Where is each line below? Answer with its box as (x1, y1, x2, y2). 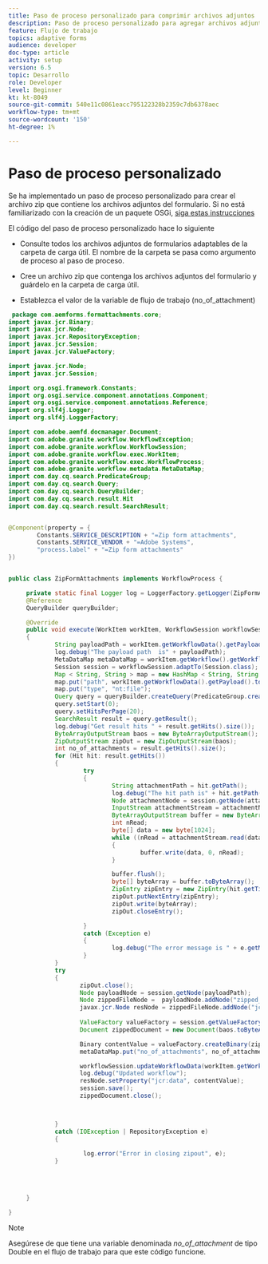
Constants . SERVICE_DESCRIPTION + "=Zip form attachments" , (37, 531, 238, 539)
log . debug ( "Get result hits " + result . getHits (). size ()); (54, 722, 255, 731)
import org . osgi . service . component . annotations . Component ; (8, 391, 209, 399)
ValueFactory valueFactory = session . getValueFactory (79, 1019, 262, 1027)
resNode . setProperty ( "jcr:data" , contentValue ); (79, 1077, 245, 1085)
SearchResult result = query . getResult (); (54, 715, 198, 723)
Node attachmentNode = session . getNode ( (111, 796, 248, 805)
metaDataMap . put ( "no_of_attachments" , (79, 1048, 209, 1056)
